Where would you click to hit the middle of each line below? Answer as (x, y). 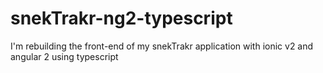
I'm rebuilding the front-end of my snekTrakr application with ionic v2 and (162, 46)
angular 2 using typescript (64, 56)
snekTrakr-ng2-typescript (121, 18)
